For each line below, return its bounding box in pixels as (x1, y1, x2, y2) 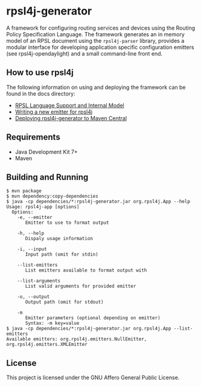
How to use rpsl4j (6, 68, 74, 78)
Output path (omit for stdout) (25, 299, 104, 305)
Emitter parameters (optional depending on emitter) (25, 315, 161, 321)
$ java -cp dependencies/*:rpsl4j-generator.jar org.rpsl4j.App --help (6, 198, 190, 205)
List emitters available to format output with (25, 267, 147, 273)
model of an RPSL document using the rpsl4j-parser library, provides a (6, 37, 185, 44)
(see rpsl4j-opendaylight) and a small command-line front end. (6, 50, 163, 57)
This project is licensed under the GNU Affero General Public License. (6, 374, 180, 382)
